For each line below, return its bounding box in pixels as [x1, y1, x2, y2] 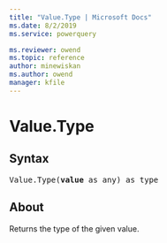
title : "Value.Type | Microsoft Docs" [9, 12, 152, 22]
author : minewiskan [9, 62, 81, 71]
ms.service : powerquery [9, 29, 97, 38]
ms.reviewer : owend [9, 45, 81, 54]
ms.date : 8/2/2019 [9, 21, 77, 30]
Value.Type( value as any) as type [9, 174, 159, 185]
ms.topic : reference [9, 54, 86, 63]
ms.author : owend [9, 70, 73, 80]
